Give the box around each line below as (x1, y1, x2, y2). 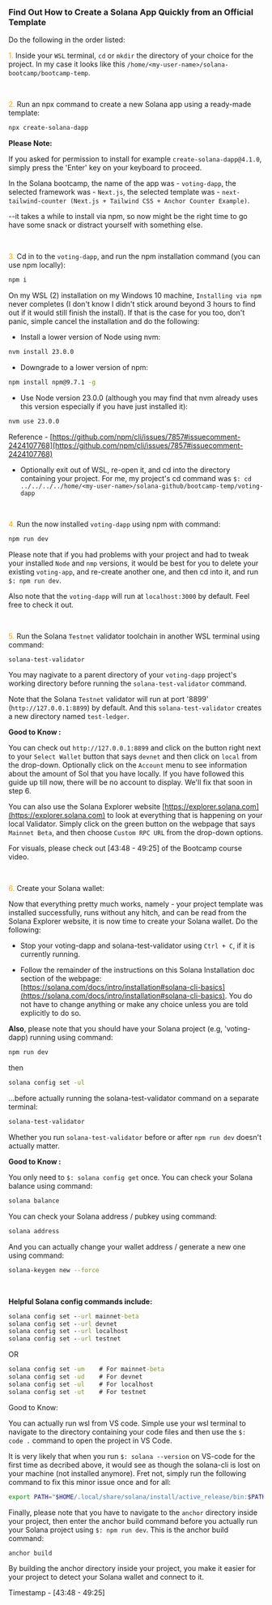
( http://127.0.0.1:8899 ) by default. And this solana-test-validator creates (8, 703, 262, 712)
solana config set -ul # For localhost (8, 1380, 154, 1388)
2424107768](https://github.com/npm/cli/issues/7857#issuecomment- (8, 441, 244, 450)
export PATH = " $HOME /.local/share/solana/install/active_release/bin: (8, 1492, 249, 1501)
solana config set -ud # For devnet (8, 1373, 143, 1381)
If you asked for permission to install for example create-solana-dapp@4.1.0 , (8, 154, 262, 164)
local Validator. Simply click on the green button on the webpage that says (8, 819, 256, 829)
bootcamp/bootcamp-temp (8, 70, 89, 78)
